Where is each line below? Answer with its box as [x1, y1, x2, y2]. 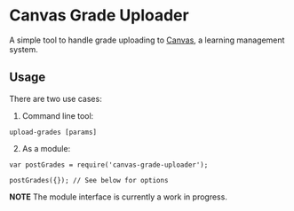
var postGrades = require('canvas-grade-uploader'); [9, 160, 209, 169]
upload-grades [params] [9, 128, 98, 137]
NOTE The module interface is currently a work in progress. [9, 191, 228, 202]
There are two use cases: [9, 93, 102, 104]
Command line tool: [21, 110, 94, 121]
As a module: [21, 143, 71, 153]
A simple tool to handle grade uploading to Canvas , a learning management [9, 35, 285, 45]
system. [9, 43, 38, 54]
